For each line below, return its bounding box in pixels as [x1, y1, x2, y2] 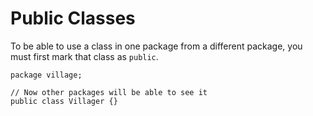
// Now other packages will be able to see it [10, 87, 208, 97]
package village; [10, 70, 83, 80]
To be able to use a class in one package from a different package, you [10, 40, 303, 52]
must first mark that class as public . [10, 50, 159, 62]
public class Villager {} [10, 96, 118, 106]
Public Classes [10, 7, 136, 30]
